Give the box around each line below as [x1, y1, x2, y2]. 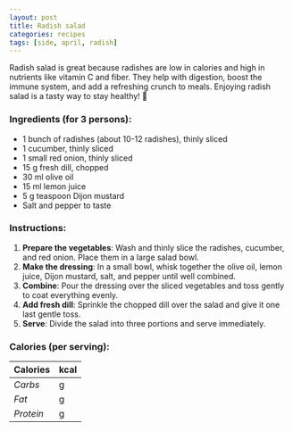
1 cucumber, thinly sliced [21, 143, 114, 153]
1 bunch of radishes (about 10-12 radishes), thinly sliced [21, 133, 228, 144]
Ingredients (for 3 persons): [9, 113, 132, 126]
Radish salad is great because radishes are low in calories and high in [9, 62, 265, 73]
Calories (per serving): [9, 340, 110, 352]
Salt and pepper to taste [21, 200, 112, 211]
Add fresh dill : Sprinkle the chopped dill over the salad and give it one [21, 299, 280, 310]
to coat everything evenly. [21, 289, 119, 300]
